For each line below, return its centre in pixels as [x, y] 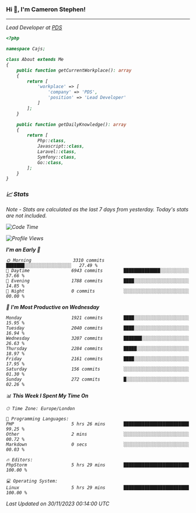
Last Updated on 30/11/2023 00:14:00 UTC [58, 504]
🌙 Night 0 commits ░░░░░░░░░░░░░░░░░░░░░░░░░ [98, 291]
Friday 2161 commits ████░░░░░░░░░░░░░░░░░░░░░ [98, 359]
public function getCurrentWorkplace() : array [74, 70]
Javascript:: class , [61, 146]
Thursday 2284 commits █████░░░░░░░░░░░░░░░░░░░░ [98, 348]
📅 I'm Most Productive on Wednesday [53, 307]
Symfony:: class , [57, 157]
